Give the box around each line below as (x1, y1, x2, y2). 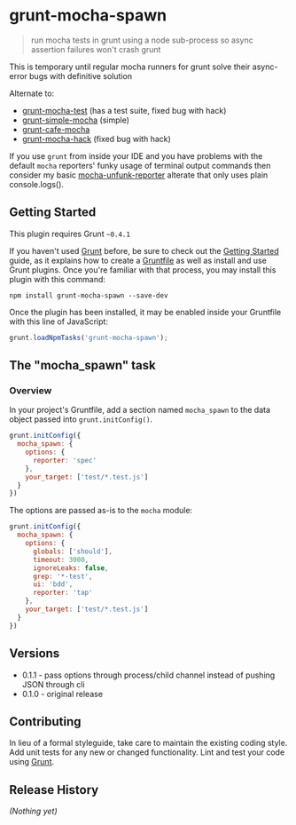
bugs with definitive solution (29, 70, 133, 81)
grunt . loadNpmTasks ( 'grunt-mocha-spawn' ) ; (9, 333, 168, 342)
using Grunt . (9, 757, 55, 767)
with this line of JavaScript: (9, 316, 109, 327)
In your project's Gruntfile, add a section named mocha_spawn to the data (9, 405, 271, 416)
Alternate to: (9, 88, 55, 99)
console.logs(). (9, 178, 65, 189)
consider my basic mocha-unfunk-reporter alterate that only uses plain (9, 170, 269, 180)
